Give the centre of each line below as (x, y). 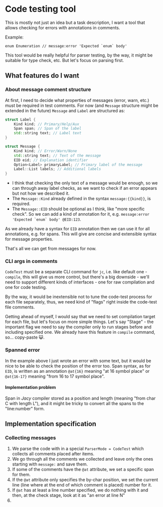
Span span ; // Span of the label (48, 129)
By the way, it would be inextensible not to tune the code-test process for (79, 297)
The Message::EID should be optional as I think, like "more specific (78, 209)
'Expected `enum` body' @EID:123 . (46, 219)
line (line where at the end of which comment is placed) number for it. (82, 485)
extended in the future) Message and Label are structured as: (65, 110)
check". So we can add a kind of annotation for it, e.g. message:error (81, 214)
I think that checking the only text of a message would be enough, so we (85, 183)
